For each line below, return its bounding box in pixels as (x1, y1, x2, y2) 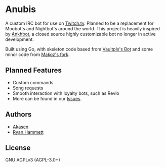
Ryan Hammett (12, 129, 44, 135)
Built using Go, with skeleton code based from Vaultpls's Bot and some (5, 46, 153, 52)
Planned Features (5, 66, 62, 75)
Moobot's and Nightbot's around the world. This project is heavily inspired (5, 25, 160, 31)
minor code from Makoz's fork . (5, 51, 70, 58)
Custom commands (12, 79, 54, 85)
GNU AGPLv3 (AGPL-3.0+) (5, 157, 61, 163)
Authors (5, 110, 32, 119)
